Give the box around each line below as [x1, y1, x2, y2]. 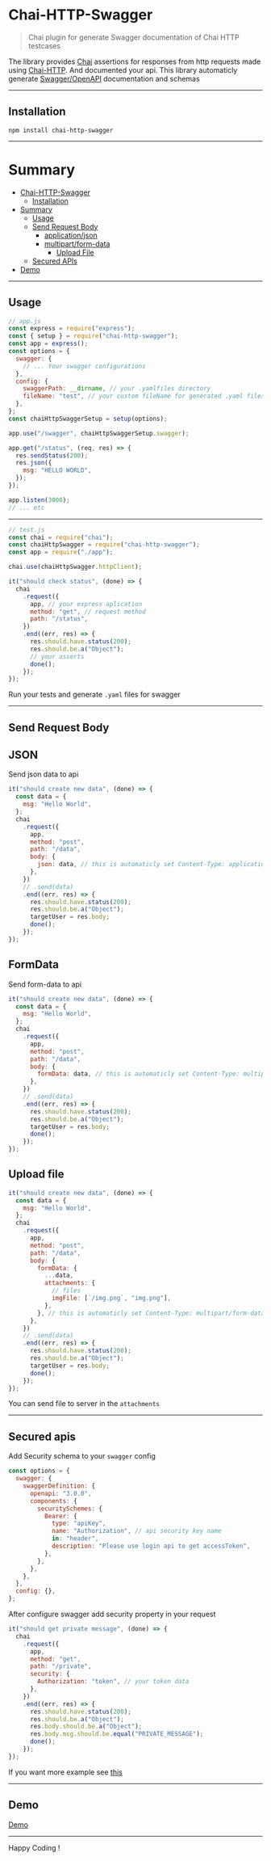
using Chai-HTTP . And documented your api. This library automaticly [8, 65, 238, 74]
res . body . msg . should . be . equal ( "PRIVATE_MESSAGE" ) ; [29, 1730, 204, 1738]
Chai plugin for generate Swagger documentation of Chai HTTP [27, 32, 240, 42]
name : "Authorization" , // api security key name [51, 1527, 222, 1535]
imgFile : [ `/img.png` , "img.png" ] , [51, 1295, 172, 1303]
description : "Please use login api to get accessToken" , [51, 1542, 251, 1551]
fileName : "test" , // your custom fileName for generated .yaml [23, 392, 244, 401]
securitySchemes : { [37, 1505, 103, 1513]
